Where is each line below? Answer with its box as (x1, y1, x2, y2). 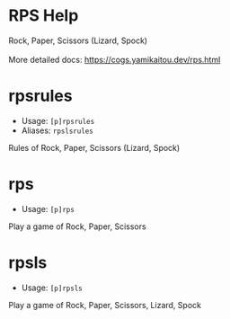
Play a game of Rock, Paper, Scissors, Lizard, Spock (8, 299, 201, 310)
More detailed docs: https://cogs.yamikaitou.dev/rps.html (8, 54, 221, 65)
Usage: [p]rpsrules (21, 115, 95, 126)
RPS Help (8, 5, 79, 26)
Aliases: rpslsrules (21, 125, 93, 136)
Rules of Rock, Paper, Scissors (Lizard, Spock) (8, 142, 181, 153)
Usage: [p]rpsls (21, 282, 83, 293)
